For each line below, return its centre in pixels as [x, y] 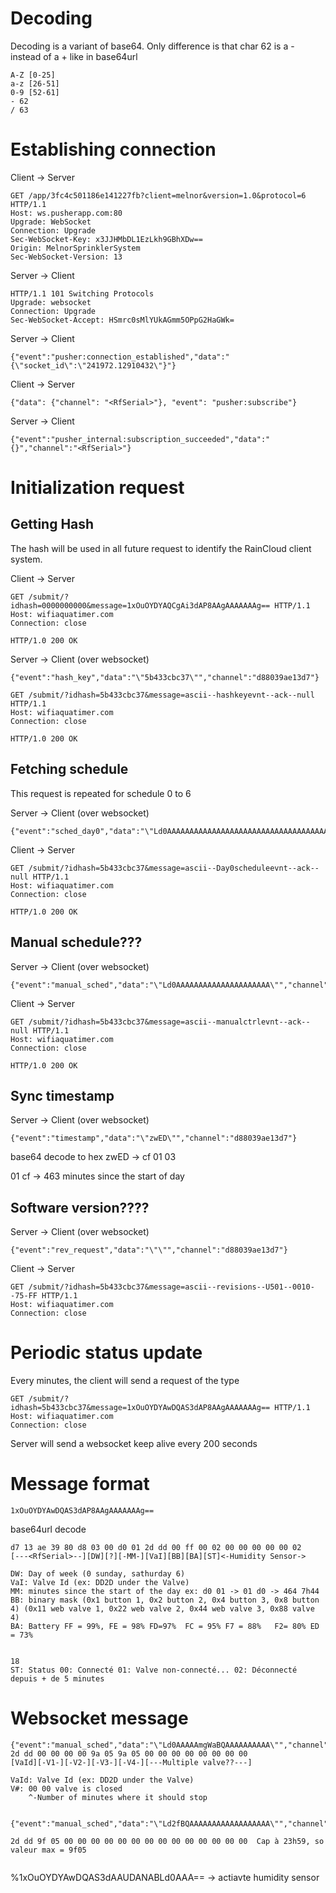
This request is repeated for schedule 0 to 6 [101, 793]
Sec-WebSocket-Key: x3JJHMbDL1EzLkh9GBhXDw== [106, 239]
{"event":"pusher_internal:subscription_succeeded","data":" [140, 439]
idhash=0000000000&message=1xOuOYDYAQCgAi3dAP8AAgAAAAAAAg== [140, 605]
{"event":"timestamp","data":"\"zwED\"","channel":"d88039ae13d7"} [154, 1138]
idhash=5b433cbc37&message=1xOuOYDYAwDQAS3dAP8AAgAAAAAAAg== [140, 1408]
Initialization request [97, 488]
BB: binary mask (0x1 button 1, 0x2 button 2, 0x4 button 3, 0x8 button [165, 1600]
